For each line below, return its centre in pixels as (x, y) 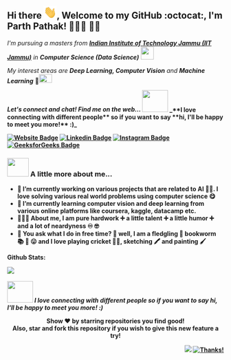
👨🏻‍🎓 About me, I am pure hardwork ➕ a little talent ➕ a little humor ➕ (115, 218)
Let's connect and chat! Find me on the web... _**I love (102, 109)
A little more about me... (71, 173)
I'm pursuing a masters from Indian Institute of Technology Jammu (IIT (109, 43)
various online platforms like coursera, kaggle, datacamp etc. (107, 211)
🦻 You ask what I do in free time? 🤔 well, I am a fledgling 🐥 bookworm (117, 234)
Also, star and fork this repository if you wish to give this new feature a (115, 328)
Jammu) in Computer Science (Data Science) (73, 57)
